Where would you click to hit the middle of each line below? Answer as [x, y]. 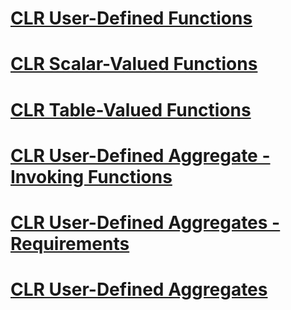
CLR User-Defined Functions [131, 18]
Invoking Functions [91, 176]
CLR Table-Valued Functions [131, 109]
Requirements [70, 243]
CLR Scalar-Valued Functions [134, 64]
